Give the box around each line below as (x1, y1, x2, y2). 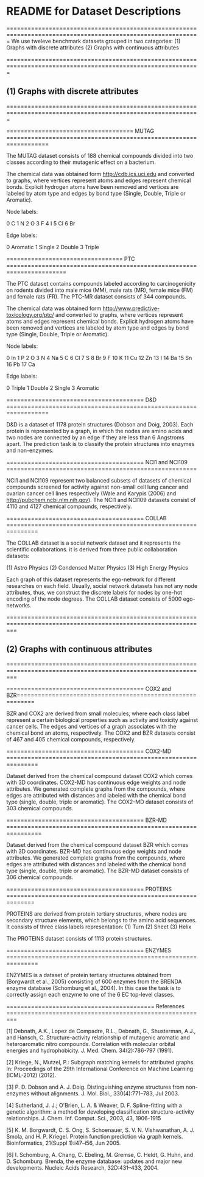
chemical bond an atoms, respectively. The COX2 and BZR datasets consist (6, 729, 196, 737)
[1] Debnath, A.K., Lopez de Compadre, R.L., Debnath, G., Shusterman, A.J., (6, 1027, 196, 1034)
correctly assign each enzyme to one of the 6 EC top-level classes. (6, 991, 175, 998)
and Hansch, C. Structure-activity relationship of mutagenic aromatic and (6, 1034, 190, 1041)
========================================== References (6, 1002, 185, 1009)
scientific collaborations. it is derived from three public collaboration (6, 545, 178, 553)
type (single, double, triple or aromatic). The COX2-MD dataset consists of (6, 798, 194, 805)
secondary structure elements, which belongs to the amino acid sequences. (6, 916, 197, 924)
